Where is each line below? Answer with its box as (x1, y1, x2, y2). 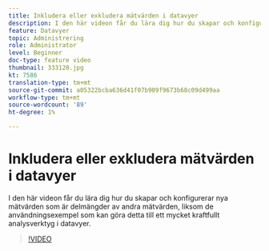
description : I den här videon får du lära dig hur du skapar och (8, 19, 235, 27)
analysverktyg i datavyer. (8, 218, 91, 228)
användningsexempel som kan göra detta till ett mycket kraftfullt (8, 209, 220, 220)
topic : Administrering (8, 34, 84, 42)
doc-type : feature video (8, 57, 91, 65)
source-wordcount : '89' (8, 101, 88, 109)
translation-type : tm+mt (8, 78, 91, 86)
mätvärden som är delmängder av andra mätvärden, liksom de (8, 201, 214, 211)
